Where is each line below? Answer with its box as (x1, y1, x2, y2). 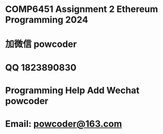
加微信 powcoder (5, 38, 77, 50)
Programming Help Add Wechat (5, 84, 139, 96)
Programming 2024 (5, 14, 89, 25)
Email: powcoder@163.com (5, 118, 122, 129)
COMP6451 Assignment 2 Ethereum (5, 3, 158, 15)
